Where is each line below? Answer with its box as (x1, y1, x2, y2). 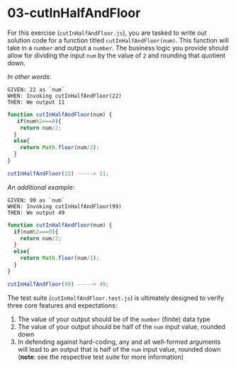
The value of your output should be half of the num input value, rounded (17, 322, 225, 331)
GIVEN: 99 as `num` (7, 197, 65, 204)
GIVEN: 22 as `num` (7, 86, 65, 93)
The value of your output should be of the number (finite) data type (17, 315, 210, 323)
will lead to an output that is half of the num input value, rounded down (17, 345, 221, 353)
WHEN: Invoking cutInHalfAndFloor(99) (7, 202, 122, 210)
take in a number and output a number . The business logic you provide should (7, 43, 229, 52)
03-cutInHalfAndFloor (7, 5, 141, 21)
